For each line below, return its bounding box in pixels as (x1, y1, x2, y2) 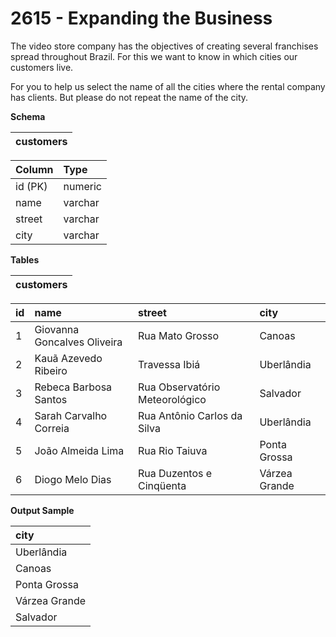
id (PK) (15, 179, 48, 193)
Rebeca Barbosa (34, 380, 113, 394)
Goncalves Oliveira (34, 335, 123, 349)
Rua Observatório (137, 380, 221, 394)
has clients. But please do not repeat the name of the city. (10, 91, 249, 103)
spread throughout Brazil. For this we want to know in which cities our (10, 50, 298, 62)
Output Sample (10, 504, 75, 516)
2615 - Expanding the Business (10, 7, 273, 30)
